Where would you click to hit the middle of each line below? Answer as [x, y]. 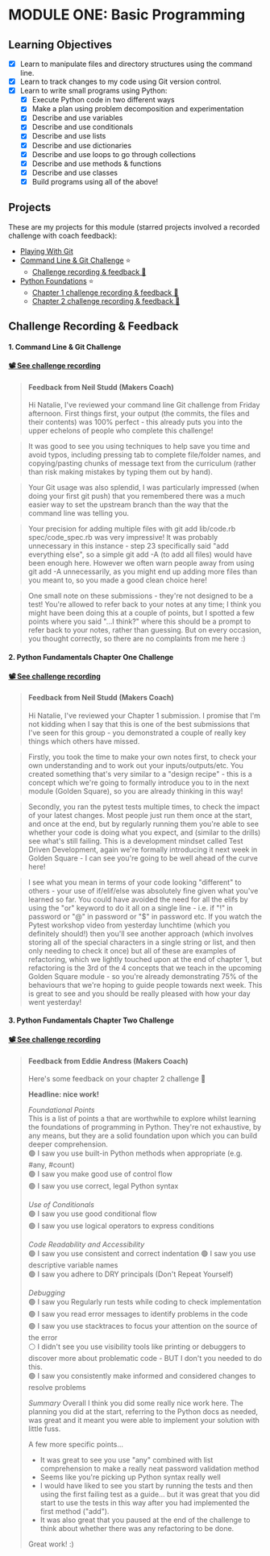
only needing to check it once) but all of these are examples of [132, 950]
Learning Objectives [60, 45]
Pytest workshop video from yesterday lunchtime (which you [129, 925]
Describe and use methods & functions [97, 164]
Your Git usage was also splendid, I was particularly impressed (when [143, 488]
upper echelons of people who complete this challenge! [120, 431]
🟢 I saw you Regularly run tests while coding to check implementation [145, 1302]
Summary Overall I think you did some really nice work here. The [135, 1403]
